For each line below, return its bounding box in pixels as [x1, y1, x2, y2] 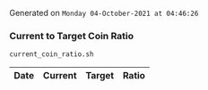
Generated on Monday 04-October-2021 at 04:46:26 [9, 8, 199, 18]
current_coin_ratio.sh [9, 50, 94, 59]
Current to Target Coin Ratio [9, 29, 134, 42]
